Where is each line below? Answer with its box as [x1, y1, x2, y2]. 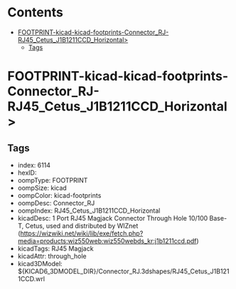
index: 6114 [17, 161, 51, 169]
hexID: [17, 168, 37, 177]
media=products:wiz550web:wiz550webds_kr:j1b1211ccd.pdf [17, 236, 197, 245]
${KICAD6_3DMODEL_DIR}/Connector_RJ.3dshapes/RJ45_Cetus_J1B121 [17, 267, 230, 275]
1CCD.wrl [17, 274, 45, 283]
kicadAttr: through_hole [17, 251, 87, 260]
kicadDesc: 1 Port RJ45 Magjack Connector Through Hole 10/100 [17, 213, 208, 222]
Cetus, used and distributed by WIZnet [25, 221, 139, 230]
